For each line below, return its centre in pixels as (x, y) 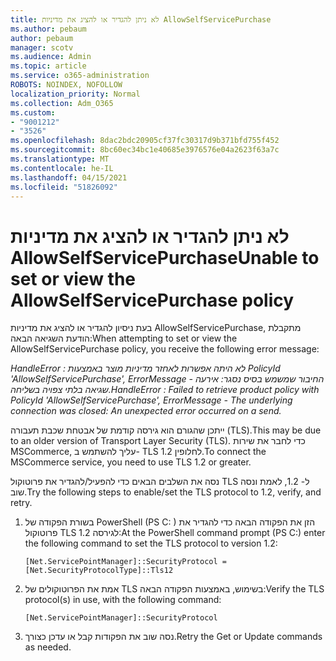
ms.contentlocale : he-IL (62, 168)
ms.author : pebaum (48, 29)
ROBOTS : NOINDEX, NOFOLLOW (66, 85)
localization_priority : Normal (75, 94)
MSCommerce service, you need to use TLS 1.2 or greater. (131, 462)
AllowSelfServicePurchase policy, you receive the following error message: (165, 349)
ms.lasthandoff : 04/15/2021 (69, 177)
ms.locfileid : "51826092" (64, 187)
